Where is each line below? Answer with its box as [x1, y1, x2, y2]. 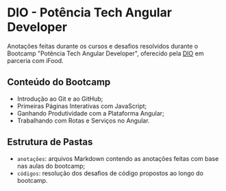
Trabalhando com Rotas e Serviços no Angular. [16, 116, 150, 125]
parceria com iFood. [7, 56, 64, 64]
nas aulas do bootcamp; [16, 162, 86, 170]
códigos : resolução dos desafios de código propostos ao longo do [16, 169, 204, 177]
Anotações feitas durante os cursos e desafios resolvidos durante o [7, 42, 199, 50]
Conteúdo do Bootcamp [7, 77, 111, 88]
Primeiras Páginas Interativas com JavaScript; [16, 101, 147, 110]
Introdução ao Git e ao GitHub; [16, 94, 103, 103]
